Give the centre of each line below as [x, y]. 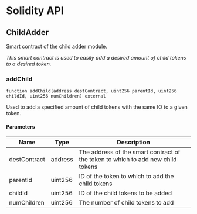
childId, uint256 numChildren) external [56, 96]
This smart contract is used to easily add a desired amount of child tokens [96, 58]
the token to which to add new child [128, 159]
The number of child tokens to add [126, 202]
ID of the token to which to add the [126, 176]
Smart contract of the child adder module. [57, 46]
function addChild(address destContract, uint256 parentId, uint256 [91, 91]
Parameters [21, 126]
